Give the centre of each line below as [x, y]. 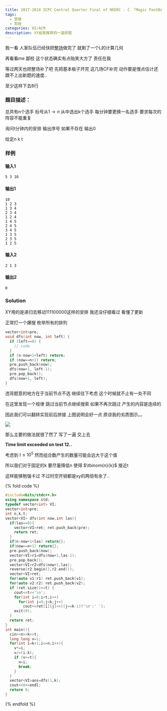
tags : [11, 14]
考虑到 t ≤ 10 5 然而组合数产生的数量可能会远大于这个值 [61, 454]
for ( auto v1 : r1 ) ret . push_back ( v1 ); [47, 579]
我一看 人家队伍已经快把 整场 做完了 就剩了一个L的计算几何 [64, 48]
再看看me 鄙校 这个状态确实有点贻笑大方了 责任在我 [58, 58]
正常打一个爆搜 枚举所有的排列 [36, 323]
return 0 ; [20, 690]
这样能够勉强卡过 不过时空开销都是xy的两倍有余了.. [57, 476]
